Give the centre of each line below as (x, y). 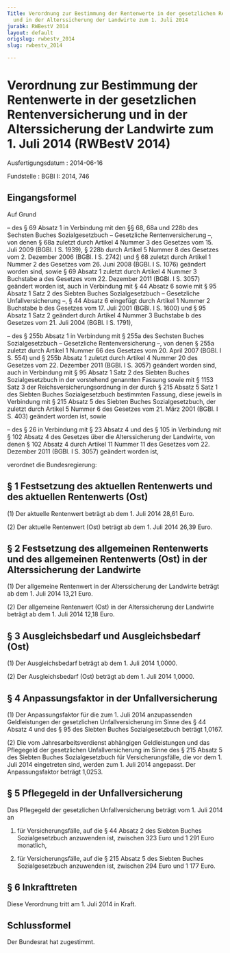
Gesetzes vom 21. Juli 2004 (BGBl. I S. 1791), (70, 322)
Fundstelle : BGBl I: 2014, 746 (49, 176)
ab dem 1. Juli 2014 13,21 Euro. (50, 594)
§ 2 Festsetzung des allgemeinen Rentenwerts (108, 548)
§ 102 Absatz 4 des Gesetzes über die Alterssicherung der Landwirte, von (111, 436)
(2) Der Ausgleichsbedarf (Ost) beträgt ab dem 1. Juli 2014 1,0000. (101, 677)
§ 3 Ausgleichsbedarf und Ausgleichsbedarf (104, 636)
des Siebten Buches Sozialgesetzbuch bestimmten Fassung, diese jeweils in (115, 394)
